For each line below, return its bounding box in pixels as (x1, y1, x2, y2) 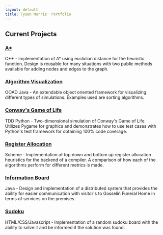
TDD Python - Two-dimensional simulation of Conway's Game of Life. (5, 118, 146, 124)
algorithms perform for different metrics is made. (5, 162, 104, 168)
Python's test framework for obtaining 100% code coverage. (5, 128, 128, 134)
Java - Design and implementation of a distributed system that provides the (5, 186, 158, 191)
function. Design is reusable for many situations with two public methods (5, 61, 153, 67)
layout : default (5, 7, 38, 12)
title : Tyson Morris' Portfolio (5, 12, 71, 17)
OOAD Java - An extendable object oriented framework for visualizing (5, 89, 147, 95)
